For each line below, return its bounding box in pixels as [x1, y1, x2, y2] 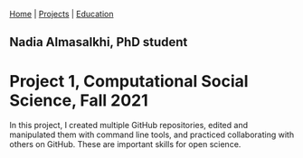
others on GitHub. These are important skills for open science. [9, 139, 241, 150]
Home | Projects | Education [9, 9, 114, 19]
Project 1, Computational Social [9, 70, 249, 91]
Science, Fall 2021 [9, 90, 149, 110]
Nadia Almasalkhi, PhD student [9, 34, 188, 50]
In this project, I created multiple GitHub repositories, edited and [9, 120, 249, 131]
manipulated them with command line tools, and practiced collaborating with [9, 129, 295, 140]
